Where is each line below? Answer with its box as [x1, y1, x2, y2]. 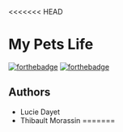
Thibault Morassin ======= [19, 115, 116, 125]
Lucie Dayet [19, 107, 61, 117]
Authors [8, 85, 51, 100]
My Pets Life [8, 36, 94, 53]
